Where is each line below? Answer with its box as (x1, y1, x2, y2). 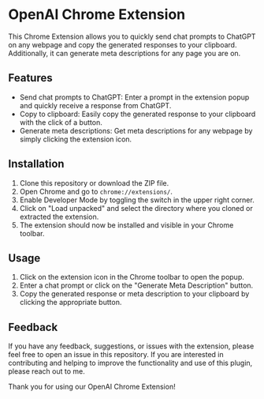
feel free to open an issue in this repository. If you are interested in (8, 350, 225, 359)
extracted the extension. (19, 212, 99, 221)
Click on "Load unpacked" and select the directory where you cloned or (19, 203, 254, 213)
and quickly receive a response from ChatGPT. (19, 100, 172, 110)
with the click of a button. (19, 117, 102, 127)
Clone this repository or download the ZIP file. (19, 178, 169, 187)
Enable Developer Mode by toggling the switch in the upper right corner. (19, 195, 255, 205)
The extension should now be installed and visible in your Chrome (19, 220, 234, 230)
